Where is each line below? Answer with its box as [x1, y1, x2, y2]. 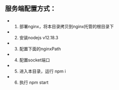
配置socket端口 [19, 57, 50, 63]
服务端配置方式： [5, 4, 56, 13]
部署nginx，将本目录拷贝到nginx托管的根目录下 [19, 23, 114, 29]
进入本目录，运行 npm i [19, 68, 66, 74]
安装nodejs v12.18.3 [19, 34, 58, 40]
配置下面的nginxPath [19, 45, 61, 52]
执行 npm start [19, 79, 49, 85]
